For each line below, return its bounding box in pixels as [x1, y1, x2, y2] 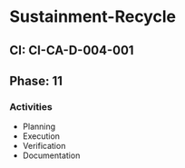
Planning [22, 121, 56, 133]
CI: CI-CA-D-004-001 [9, 43, 134, 58]
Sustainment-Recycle [9, 6, 177, 27]
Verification [22, 141, 66, 152]
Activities [9, 100, 53, 113]
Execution [22, 131, 61, 142]
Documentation [22, 150, 81, 161]
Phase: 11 [9, 73, 63, 88]
